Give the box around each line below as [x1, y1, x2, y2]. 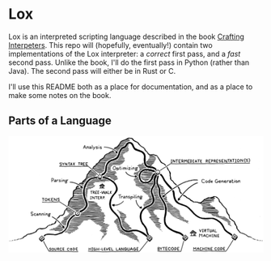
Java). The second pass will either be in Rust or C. [8, 66, 176, 75]
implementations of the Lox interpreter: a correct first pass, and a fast [8, 49, 241, 58]
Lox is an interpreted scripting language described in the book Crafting [8, 32, 245, 41]
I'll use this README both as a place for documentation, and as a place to [8, 82, 253, 92]
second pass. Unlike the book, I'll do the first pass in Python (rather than [8, 58, 250, 67]
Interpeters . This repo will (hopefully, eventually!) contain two [8, 40, 213, 49]
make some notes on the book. [8, 90, 112, 100]
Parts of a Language [8, 114, 112, 128]
